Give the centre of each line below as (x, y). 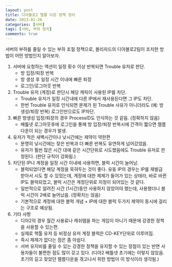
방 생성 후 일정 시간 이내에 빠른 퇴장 (56, 79)
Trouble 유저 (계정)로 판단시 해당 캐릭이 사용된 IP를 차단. (70, 92)
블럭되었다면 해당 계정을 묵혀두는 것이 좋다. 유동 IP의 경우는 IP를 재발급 (91, 169)
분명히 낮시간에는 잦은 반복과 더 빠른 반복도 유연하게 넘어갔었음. (84, 144)
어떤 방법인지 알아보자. (37, 55)
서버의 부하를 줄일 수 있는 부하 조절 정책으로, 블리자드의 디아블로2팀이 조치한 (82, 49)
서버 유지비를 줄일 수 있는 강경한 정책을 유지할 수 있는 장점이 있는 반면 (90, 246)
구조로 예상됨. (40, 208)
